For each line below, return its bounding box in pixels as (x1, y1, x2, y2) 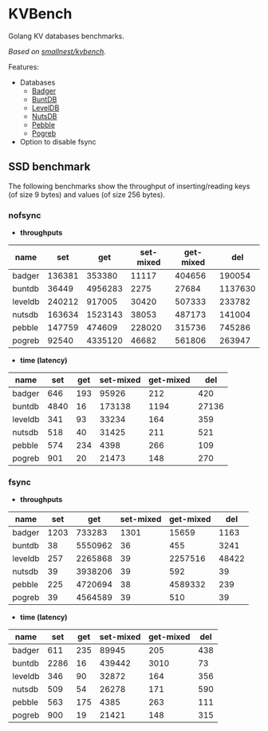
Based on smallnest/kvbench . (8, 46, 106, 56)
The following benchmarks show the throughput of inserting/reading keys (8, 181, 250, 191)
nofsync (8, 209, 41, 220)
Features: (8, 61, 40, 72)
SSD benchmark (8, 160, 91, 174)
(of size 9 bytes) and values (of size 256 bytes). (8, 189, 166, 200)
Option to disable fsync (19, 136, 97, 146)
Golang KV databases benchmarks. (8, 31, 125, 41)
